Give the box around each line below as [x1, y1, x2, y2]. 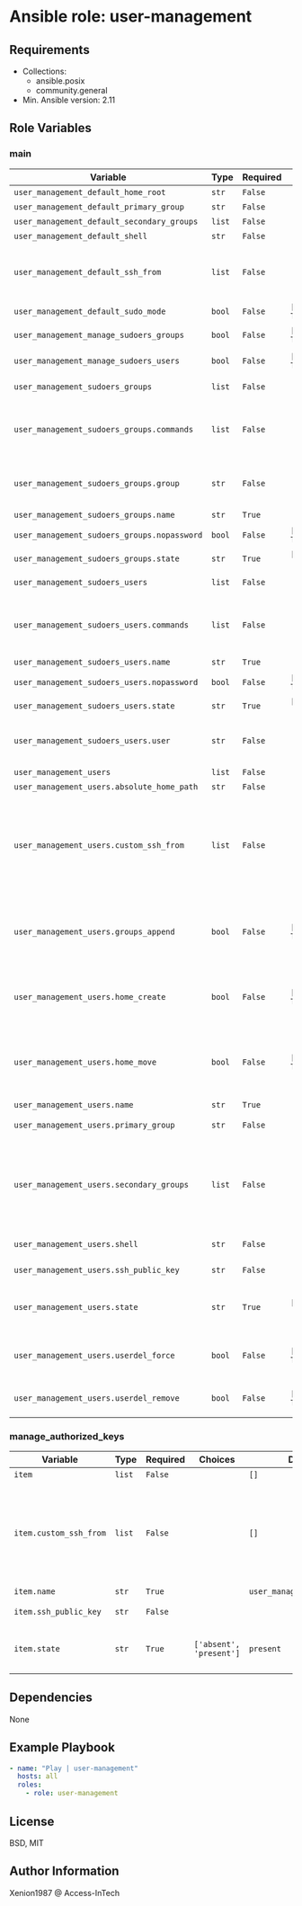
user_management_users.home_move [13, 1056, 157, 1067]
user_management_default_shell [13, 231, 148, 241]
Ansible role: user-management [9, 6, 253, 27]
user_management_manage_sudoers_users [13, 355, 180, 366]
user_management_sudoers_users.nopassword [13, 677, 199, 687]
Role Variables [9, 120, 92, 136]
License [9, 1813, 55, 1829]
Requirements [9, 42, 90, 58]
